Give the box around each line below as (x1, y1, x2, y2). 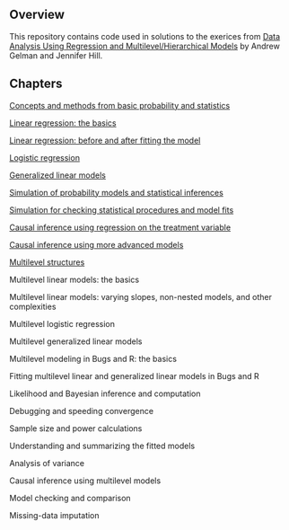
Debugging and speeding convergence (9, 405, 154, 416)
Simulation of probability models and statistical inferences (9, 187, 224, 198)
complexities (9, 301, 57, 312)
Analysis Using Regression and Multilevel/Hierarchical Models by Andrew (9, 40, 280, 51)
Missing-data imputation (9, 509, 101, 520)
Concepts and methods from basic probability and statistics (9, 100, 231, 110)
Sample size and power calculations (9, 422, 143, 434)
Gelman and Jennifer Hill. (9, 49, 103, 61)
